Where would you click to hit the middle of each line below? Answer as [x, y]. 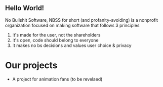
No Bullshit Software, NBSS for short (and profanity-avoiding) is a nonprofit [81, 20]
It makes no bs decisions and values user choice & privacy [72, 45]
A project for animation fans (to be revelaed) [57, 79]
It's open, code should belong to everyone [55, 40]
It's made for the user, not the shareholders [56, 35]
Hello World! [25, 8]
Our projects [31, 65]
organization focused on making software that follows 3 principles [72, 25]
